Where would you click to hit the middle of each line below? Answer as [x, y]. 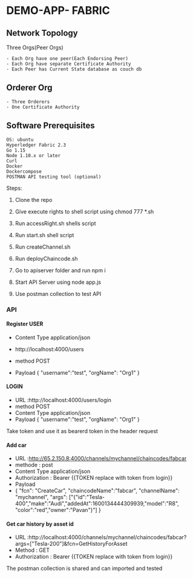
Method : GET [32, 550]
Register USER [25, 324]
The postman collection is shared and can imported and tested [84, 568]
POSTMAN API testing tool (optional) [54, 176]
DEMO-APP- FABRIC [58, 11]
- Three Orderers [28, 102]
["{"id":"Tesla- [87, 497]
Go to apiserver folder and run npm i [60, 270]
